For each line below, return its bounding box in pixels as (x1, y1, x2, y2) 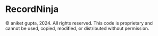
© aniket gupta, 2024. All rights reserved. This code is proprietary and (5, 20, 153, 26)
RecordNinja (5, 3, 59, 15)
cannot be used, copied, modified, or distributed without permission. (5, 25, 149, 31)
